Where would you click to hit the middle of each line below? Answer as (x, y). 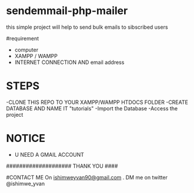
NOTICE (26, 138)
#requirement (23, 38)
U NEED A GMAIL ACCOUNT (49, 154)
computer (26, 50)
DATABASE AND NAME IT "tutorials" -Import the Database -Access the (92, 108)
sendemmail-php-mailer (67, 11)
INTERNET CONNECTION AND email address (69, 62)
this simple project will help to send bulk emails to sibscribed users (87, 27)
